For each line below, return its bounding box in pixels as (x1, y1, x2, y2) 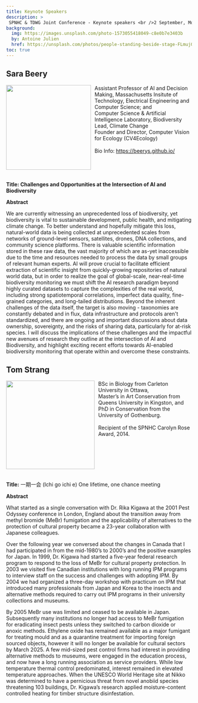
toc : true (6, 47, 31, 53)
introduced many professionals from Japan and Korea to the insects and (6, 584, 181, 592)
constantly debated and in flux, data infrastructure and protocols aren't (6, 310, 179, 317)
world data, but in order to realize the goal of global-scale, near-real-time (6, 272, 184, 280)
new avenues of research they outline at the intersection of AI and (6, 335, 167, 342)
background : (6, 25, 35, 31)
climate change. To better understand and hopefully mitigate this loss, (6, 222, 176, 229)
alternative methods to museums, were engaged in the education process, (6, 652, 187, 659)
